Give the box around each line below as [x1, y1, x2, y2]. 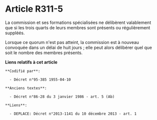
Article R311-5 [5, 3, 64, 15]
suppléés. [5, 30, 25, 36]
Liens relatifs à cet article [5, 59, 58, 65]
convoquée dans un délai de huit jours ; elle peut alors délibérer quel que [5, 44, 153, 50]
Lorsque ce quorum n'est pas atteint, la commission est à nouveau [5, 39, 139, 45]
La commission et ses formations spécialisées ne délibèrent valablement [5, 20, 152, 25]
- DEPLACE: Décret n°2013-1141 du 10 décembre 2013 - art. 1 [9, 111, 137, 116]
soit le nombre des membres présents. [5, 50, 83, 56]
